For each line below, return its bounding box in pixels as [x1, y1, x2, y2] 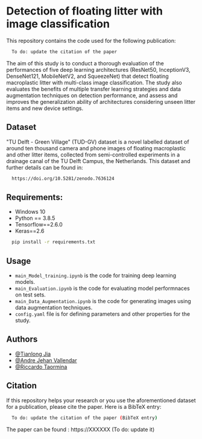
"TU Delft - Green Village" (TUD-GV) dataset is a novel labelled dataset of [6, 138, 189, 146]
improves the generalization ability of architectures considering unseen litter [6, 98, 196, 105]
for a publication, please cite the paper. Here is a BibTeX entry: [6, 403, 162, 410]
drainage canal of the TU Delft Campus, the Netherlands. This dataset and [6, 157, 191, 164]
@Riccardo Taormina [14, 363, 68, 370]
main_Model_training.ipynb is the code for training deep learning [14, 272, 177, 279]
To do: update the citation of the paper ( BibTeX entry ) [11, 415, 158, 421]
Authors [6, 334, 38, 345]
